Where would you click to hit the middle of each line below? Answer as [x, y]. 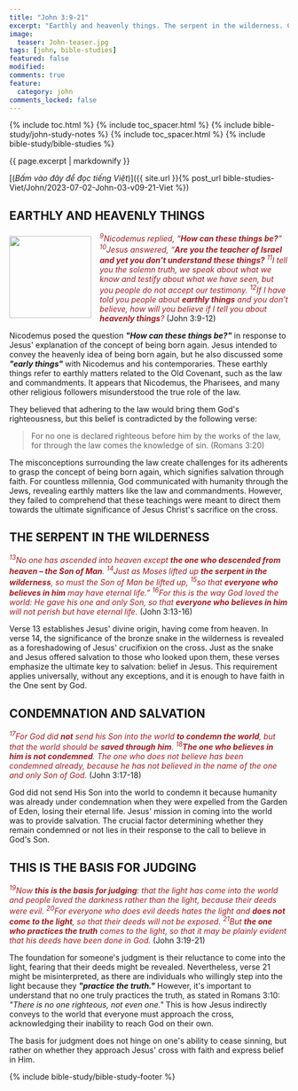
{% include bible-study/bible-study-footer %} [92, 1077]
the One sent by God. [48, 686]
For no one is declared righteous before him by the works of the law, [156, 436]
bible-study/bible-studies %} [62, 144]
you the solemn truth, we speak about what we [186, 270]
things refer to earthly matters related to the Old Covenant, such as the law [145, 373]
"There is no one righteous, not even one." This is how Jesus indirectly [138, 1005]
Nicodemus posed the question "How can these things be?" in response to [148, 335]
